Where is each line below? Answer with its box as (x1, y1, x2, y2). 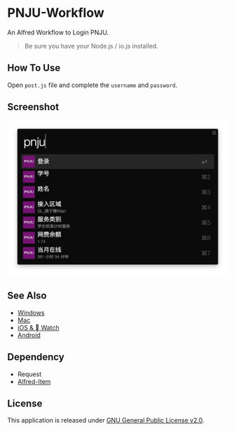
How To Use (7, 62, 61, 74)
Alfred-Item (17, 377, 51, 385)
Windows (17, 308, 45, 317)
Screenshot (7, 101, 60, 113)
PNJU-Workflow (7, 5, 105, 21)
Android (17, 331, 41, 339)
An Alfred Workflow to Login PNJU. (7, 28, 109, 37)
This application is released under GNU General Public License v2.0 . (7, 416, 205, 425)
